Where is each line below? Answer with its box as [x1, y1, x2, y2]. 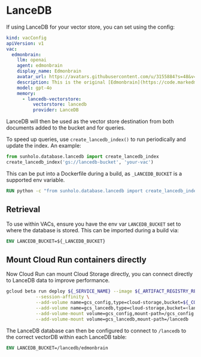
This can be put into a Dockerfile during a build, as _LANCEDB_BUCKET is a [6, 170, 182, 177]
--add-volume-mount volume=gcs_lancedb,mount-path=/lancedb [35, 316, 188, 322]
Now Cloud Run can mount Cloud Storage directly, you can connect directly [6, 270, 193, 278]
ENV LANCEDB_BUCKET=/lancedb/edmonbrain [6, 344, 109, 351]
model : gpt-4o [17, 85, 52, 91]
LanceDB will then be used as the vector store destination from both [6, 118, 174, 125]
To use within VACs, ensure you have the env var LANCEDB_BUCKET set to [6, 220, 181, 227]
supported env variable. [6, 176, 65, 183]
